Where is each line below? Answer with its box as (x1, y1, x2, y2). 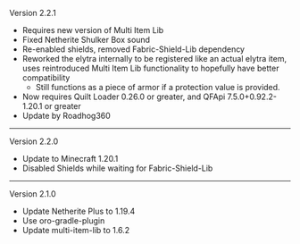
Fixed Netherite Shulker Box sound (21, 35, 150, 45)
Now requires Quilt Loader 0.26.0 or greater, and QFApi (21, 91, 226, 102)
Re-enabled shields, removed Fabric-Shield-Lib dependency (21, 44, 246, 55)
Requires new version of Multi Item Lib (21, 25, 164, 35)
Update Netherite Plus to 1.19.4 (21, 206, 136, 216)
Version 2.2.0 (9, 136, 59, 147)
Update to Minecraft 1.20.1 (21, 154, 119, 164)
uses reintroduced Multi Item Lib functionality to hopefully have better (21, 63, 279, 73)
